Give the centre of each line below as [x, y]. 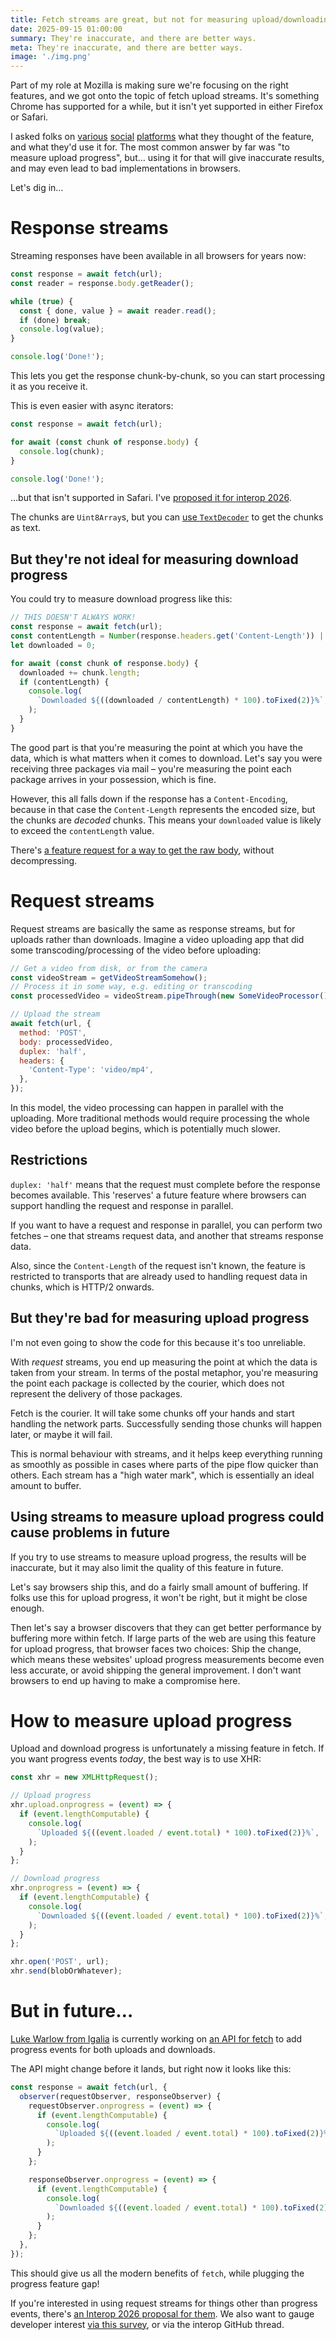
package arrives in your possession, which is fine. [113, 779]
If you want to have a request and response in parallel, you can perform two [166, 1225]
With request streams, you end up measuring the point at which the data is [164, 1362]
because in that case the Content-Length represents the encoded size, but [163, 809]
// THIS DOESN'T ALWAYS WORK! [73, 617]
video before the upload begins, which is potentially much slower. [145, 1129]
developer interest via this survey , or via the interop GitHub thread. [147, 2324]
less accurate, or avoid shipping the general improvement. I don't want [156, 1670]
